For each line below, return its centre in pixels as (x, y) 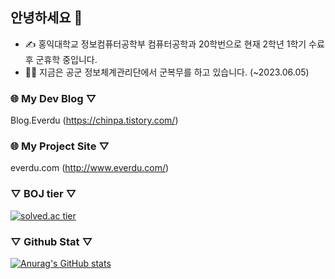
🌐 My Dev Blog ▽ (53, 98)
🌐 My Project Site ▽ (60, 146)
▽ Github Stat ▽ (51, 241)
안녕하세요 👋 (46, 18)
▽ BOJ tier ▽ (43, 194)
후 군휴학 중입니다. (61, 59)
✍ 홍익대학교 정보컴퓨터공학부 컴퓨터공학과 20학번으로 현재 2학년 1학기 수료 (174, 44)
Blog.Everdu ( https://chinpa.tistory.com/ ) (94, 120)
